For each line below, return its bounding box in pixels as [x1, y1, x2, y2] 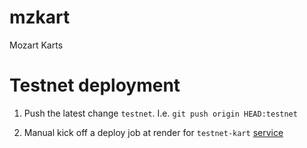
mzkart [9, 6, 71, 29]
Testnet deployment [9, 74, 181, 97]
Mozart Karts [9, 39, 64, 51]
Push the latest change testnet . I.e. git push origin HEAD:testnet [23, 107, 298, 119]
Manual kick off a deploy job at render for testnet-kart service [23, 126, 284, 138]
